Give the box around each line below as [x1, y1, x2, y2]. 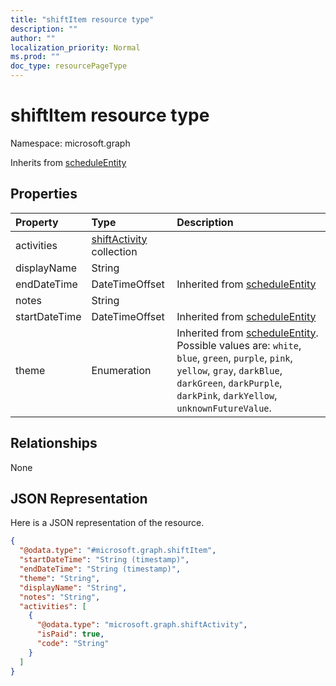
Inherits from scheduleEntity [10, 156, 127, 168]
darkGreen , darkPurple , [176, 376, 283, 390]
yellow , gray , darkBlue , [176, 363, 283, 377]
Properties [10, 186, 78, 203]
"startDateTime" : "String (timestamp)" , [19, 555, 190, 565]
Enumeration [91, 363, 152, 377]
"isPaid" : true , [36, 629, 105, 640]
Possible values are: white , [176, 338, 302, 352]
